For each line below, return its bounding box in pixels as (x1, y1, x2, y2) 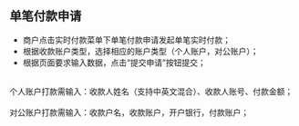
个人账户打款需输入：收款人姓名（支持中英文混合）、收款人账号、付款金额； (9, 85, 294, 97)
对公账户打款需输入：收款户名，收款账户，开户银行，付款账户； (9, 107, 249, 118)
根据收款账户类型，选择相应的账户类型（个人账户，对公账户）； (22, 45, 259, 56)
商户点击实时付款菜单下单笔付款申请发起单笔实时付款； (22, 34, 231, 45)
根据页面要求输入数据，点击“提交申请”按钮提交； (22, 57, 207, 68)
